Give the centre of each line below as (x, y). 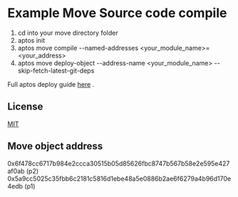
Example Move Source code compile (117, 13)
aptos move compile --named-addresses (78, 48)
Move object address (55, 146)
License (25, 107)
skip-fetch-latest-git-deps (56, 70)
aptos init (31, 40)
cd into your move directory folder (68, 33)
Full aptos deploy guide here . (51, 84)
